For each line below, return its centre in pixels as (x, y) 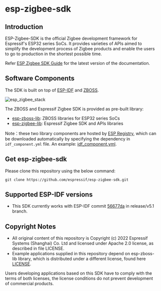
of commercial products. (29, 284)
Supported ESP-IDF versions (49, 195)
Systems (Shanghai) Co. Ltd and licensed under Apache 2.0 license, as (83, 244)
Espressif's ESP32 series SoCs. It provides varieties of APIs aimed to (73, 44)
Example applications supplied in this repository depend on (71, 254)
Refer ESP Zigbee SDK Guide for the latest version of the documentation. (78, 63)
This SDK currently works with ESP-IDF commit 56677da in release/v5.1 (83, 206)
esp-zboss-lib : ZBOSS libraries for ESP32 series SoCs (66, 118)
